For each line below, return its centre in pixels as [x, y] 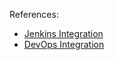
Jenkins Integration [63, 33]
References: [34, 14]
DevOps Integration [64, 44]
